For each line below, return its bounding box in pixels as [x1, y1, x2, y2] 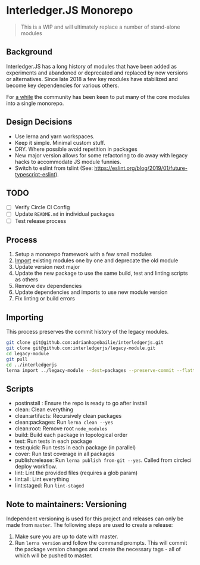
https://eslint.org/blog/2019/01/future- [94, 164, 187, 172]
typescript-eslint [14, 170, 55, 178]
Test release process [14, 217, 67, 224]
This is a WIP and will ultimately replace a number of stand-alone [20, 23, 180, 30]
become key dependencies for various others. [6, 82, 120, 89]
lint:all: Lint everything [14, 476, 70, 483]
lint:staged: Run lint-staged [14, 482, 85, 489]
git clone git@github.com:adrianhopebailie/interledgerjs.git [6, 340, 164, 346]
